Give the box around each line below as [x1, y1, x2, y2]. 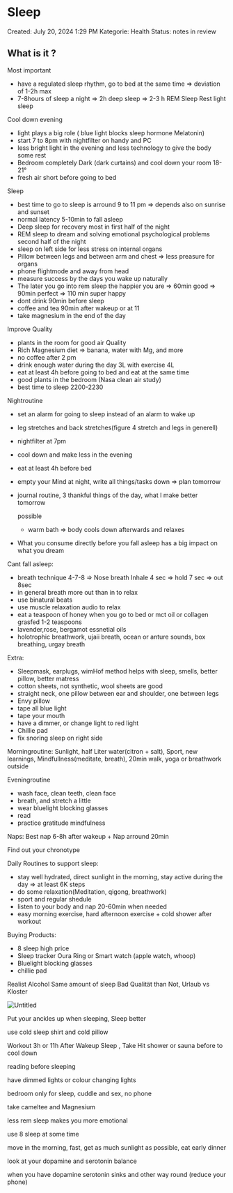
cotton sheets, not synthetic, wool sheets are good [17, 681, 163, 690]
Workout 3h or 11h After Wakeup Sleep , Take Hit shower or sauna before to [7, 1041, 223, 1049]
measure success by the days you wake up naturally [17, 274, 168, 282]
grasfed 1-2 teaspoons [17, 618, 82, 626]
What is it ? [7, 47, 57, 59]
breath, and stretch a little [17, 796, 92, 805]
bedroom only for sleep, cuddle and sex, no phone [7, 1089, 152, 1097]
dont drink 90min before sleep [17, 296, 104, 305]
